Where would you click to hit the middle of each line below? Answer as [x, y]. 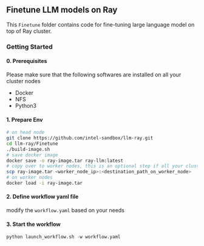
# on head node [25, 133]
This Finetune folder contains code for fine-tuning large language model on [100, 24]
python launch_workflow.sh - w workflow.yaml [63, 237]
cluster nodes [23, 81]
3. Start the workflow [33, 224]
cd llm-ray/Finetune [32, 144]
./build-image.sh [28, 149]
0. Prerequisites [27, 61]
